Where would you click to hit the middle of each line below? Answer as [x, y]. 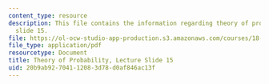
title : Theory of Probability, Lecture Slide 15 [91, 61]
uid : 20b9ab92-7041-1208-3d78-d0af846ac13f [82, 68]
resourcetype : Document [48, 53]
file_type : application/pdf [55, 46]
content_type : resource [48, 16]
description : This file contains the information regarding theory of [128, 23]
